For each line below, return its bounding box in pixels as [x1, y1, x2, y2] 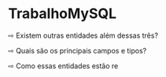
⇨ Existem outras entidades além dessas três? [8, 31, 159, 40]
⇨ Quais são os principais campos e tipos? [8, 46, 147, 55]
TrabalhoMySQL [8, 5, 116, 23]
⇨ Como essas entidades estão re [8, 60, 119, 71]
